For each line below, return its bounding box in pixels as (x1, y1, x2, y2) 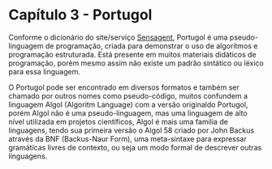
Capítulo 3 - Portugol (8, 6, 153, 24)
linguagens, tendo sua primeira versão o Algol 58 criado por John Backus (8, 125, 254, 135)
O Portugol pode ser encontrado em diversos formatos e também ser (8, 82, 240, 92)
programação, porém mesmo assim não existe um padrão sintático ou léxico (8, 58, 264, 68)
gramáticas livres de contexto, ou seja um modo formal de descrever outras (8, 142, 262, 152)
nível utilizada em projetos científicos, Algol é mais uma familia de (8, 116, 229, 126)
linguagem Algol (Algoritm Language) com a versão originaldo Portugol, (8, 99, 248, 109)
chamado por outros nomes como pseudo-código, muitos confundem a (8, 91, 248, 100)
